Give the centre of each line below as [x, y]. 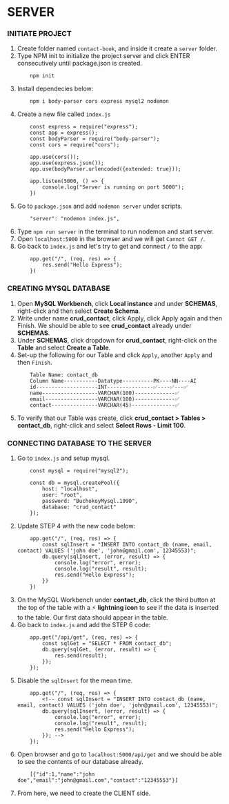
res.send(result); [81, 656]
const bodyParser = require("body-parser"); [95, 139]
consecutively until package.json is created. [80, 64]
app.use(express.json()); [67, 163]
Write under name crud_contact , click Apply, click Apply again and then [120, 318]
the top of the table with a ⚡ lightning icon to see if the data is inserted [118, 608]
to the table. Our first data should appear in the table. [92, 618]
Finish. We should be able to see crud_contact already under [104, 325]
